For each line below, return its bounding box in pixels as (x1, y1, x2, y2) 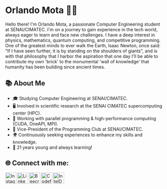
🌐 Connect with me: (5, 159, 69, 167)
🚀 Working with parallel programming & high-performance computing (12, 115, 156, 121)
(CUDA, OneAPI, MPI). (12, 121, 59, 127)
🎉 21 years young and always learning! (12, 144, 93, 150)
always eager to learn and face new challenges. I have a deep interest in (5, 32, 155, 38)
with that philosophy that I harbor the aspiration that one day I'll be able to (5, 53, 158, 59)
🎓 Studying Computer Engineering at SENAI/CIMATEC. (12, 95, 128, 101)
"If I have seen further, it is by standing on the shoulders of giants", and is (5, 48, 157, 54)
